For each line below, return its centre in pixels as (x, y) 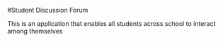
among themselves (35, 31)
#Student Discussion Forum (48, 10)
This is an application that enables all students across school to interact (111, 23)
